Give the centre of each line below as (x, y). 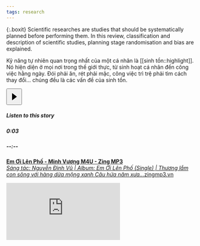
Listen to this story (30, 116)
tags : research (25, 12)
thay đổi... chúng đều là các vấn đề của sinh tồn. (67, 80)
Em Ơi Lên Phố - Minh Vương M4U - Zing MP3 (65, 161)
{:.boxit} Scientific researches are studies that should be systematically (95, 29)
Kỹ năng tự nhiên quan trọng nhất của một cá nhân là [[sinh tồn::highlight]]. (100, 60)
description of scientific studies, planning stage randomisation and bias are (100, 42)
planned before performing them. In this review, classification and (88, 36)
